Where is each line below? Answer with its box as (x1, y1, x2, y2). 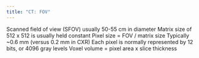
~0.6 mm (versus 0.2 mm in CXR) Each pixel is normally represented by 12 (6, 38, 193, 45)
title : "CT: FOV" (6, 8, 51, 15)
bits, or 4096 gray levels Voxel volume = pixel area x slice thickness (6, 45, 178, 52)
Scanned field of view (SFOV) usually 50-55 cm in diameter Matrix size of (6, 25, 192, 33)
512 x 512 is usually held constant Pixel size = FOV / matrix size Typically (6, 31, 190, 39)
